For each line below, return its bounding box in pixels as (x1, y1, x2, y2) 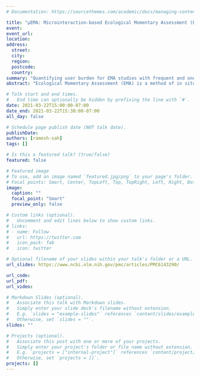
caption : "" (11, 190, 42, 196)
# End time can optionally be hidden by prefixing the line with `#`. (6, 97, 190, 103)
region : (11, 58, 31, 64)
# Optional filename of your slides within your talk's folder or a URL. (6, 256, 193, 263)
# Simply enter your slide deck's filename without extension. (6, 306, 171, 312)
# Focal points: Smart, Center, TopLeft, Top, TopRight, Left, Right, (6, 179, 185, 185)
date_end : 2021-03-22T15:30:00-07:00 (6, 108, 100, 114)
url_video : (6, 283, 33, 289)
